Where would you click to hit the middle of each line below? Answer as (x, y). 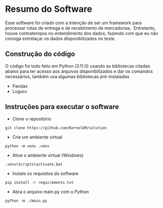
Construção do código (40, 54)
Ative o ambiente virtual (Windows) (48, 155)
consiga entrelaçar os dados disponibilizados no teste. (60, 39)
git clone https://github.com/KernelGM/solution (56, 128)
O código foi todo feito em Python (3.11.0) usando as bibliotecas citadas (78, 66)
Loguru (19, 91)
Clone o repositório (32, 119)
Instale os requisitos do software (45, 173)
